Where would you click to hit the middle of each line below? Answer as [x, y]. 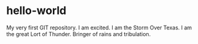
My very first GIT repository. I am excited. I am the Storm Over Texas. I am [99, 28]
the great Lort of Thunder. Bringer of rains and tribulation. [79, 34]
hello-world [37, 11]
